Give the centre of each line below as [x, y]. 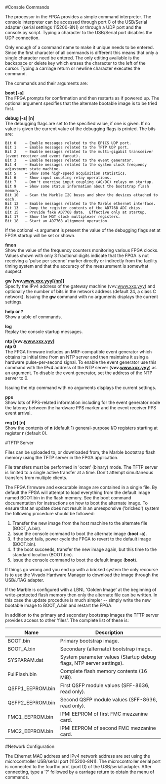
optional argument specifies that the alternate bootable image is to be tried [81, 103]
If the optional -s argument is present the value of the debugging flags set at [83, 230]
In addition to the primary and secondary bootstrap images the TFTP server [82, 615]
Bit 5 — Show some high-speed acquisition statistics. [66, 173]
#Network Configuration [30, 746]
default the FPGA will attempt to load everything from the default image [78, 492]
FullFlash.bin [22, 674]
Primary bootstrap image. [90, 641]
